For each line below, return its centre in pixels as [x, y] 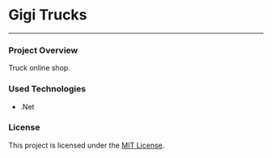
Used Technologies [47, 89]
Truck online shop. [39, 68]
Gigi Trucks [48, 15]
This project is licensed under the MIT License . [87, 145]
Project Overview [43, 50]
